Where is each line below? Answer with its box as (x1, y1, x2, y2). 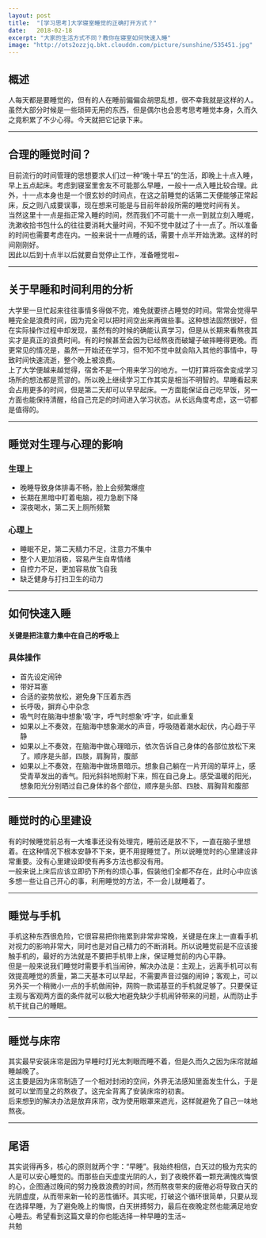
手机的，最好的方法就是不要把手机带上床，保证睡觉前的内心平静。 (14, 951, 230, 961)
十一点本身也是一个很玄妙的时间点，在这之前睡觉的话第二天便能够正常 (21, 190, 251, 199)
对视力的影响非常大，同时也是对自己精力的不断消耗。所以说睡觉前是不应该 (8, 942, 251, 951)
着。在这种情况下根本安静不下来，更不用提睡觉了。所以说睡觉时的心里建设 (8, 847, 251, 856)
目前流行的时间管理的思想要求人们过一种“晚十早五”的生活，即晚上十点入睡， (8, 170, 257, 179)
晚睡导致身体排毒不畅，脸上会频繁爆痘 (19, 483, 145, 492)
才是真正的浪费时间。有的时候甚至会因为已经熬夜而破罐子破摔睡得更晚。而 (14, 335, 258, 345)
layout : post (8, 11, 51, 20)
